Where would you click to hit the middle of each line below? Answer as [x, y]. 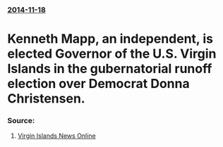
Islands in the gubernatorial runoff [110, 69]
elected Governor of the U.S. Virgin [112, 54]
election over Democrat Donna [98, 84]
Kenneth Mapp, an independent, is [110, 39]
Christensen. [47, 99]
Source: [21, 121]
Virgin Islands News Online [57, 136]
